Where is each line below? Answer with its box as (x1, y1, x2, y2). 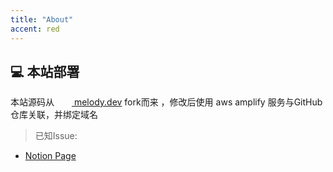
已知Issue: (34, 130, 78, 142)
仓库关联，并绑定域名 (10, 109, 98, 121)
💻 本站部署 (10, 63, 80, 80)
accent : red (10, 24, 60, 34)
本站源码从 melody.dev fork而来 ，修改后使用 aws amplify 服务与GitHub (10, 96, 323, 108)
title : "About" (10, 14, 74, 25)
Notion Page (24, 150, 77, 162)
